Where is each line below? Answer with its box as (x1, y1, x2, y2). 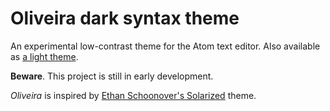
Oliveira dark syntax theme (10, 7, 240, 30)
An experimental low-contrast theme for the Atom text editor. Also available (10, 40, 321, 52)
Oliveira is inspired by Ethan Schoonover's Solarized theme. (10, 89, 257, 101)
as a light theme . (10, 50, 79, 62)
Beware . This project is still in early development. (10, 70, 214, 82)
